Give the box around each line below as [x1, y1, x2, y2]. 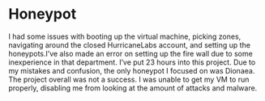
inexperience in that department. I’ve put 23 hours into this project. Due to [8, 57, 256, 67]
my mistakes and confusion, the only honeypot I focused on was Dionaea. [8, 65, 255, 75]
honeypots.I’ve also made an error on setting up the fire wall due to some [8, 48, 253, 58]
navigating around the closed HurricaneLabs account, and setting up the [8, 40, 251, 49]
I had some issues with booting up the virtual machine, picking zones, [8, 32, 241, 41]
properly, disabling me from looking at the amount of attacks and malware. [8, 82, 258, 93]
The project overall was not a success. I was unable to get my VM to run [8, 74, 250, 84]
